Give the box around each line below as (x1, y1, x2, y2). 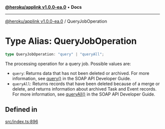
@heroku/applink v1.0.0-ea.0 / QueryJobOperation (5, 18, 107, 24)
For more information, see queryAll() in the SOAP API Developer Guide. (12, 91, 156, 97)
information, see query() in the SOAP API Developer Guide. (12, 75, 131, 81)
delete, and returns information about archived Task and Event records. (12, 86, 157, 92)
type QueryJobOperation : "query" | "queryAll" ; (5, 52, 105, 57)
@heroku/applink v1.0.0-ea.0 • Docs (5, 4, 82, 10)
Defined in (5, 105, 38, 114)
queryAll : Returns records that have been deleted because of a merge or (12, 81, 160, 87)
